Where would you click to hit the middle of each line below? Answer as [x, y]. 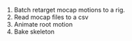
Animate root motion [43, 24]
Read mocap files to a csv [51, 17]
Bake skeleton [34, 31]
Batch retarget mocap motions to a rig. [69, 10]
